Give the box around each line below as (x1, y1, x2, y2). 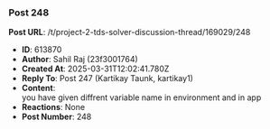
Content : (21, 83, 56, 94)
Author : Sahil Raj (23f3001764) (21, 54, 139, 65)
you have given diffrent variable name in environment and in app (21, 92, 262, 103)
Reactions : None (21, 102, 86, 113)
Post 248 (8, 6, 50, 19)
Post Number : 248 (21, 111, 92, 123)
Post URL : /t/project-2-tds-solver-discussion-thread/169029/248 (8, 27, 251, 38)
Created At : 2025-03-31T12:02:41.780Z (21, 63, 170, 74)
